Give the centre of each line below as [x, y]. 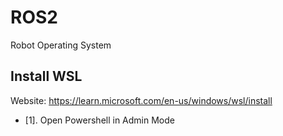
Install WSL [46, 76]
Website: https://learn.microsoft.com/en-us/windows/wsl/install [141, 100]
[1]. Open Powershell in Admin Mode [99, 120]
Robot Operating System [61, 45]
